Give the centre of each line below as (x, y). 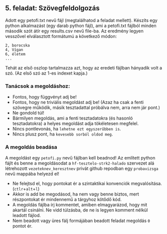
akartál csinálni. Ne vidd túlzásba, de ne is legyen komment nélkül (80, 210)
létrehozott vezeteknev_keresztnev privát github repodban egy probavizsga (82, 168)
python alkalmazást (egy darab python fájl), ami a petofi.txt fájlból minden (81, 25)
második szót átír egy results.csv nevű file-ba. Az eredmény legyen (74, 31)
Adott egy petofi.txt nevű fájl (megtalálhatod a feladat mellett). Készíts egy (82, 20)
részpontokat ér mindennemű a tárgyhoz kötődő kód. (67, 199)
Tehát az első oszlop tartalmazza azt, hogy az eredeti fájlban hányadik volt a (84, 67)
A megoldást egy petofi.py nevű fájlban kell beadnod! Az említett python (80, 158)
